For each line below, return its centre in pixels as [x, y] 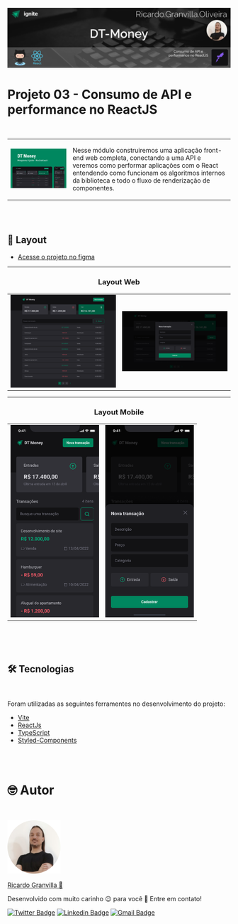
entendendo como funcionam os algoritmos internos [149, 173]
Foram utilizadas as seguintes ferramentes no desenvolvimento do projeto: [116, 704]
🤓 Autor [31, 790]
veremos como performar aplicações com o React [145, 166]
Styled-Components [47, 740]
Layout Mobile [119, 412]
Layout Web [119, 282]
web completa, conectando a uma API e [143, 158]
